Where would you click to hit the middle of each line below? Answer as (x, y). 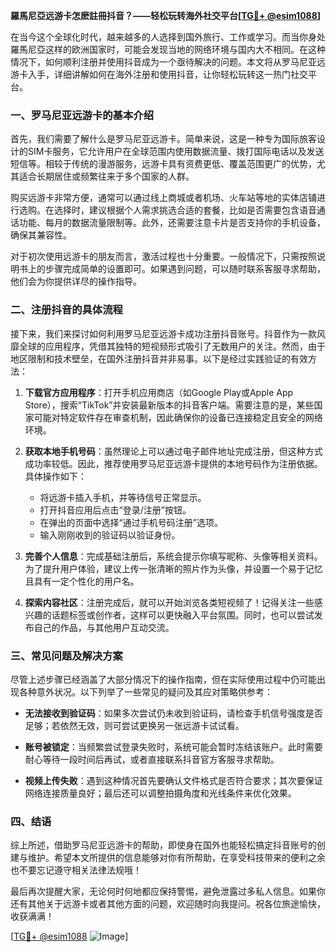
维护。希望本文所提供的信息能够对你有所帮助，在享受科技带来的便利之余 (176, 858)
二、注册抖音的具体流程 (66, 310)
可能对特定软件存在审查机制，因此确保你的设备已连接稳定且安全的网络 (178, 417)
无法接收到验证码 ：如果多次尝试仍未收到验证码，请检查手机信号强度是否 (173, 713)
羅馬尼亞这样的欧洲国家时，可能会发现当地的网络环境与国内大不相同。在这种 (168, 49)
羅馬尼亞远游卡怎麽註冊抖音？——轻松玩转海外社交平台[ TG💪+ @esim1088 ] (166, 15)
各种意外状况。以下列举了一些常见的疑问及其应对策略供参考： (145, 691)
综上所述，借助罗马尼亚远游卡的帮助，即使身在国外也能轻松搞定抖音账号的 (163, 845)
